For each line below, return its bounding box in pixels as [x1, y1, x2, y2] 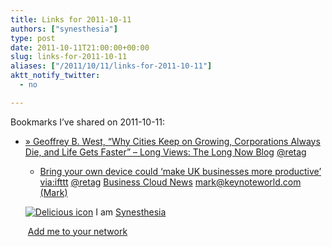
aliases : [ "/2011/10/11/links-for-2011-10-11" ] [10, 61, 213, 71]
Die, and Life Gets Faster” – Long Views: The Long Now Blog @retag [24, 146, 307, 158]
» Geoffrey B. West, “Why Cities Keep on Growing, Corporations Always [24, 135, 321, 147]
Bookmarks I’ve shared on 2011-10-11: [10, 116, 165, 128]
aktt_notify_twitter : [10, 71, 101, 81]
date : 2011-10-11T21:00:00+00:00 [10, 42, 150, 53]
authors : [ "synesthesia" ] [10, 24, 118, 34]
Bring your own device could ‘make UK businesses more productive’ [39, 165, 322, 177]
